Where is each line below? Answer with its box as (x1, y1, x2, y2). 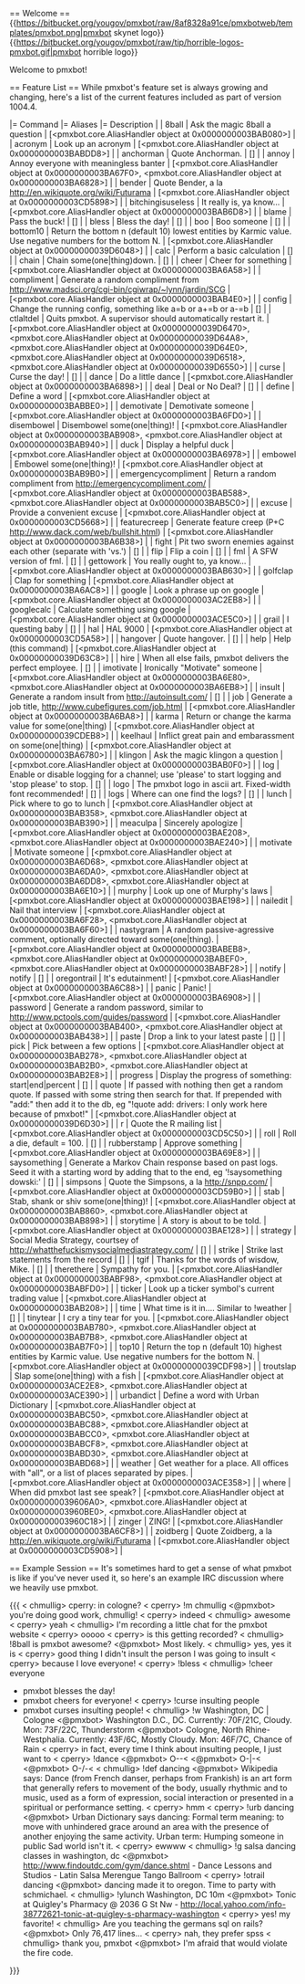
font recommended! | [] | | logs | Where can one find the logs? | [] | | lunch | (9, 789, 293, 799)
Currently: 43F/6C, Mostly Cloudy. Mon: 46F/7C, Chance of (68, 1734, 293, 1745)
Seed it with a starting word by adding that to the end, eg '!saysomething (9, 1167, 282, 1177)
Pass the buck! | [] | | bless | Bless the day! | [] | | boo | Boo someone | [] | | (9, 216, 291, 226)
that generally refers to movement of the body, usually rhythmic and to (22, 1782, 289, 1793)
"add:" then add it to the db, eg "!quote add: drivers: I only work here (9, 1099, 268, 1109)
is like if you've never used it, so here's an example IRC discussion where (9, 1572, 284, 1583)
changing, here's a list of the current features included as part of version (9, 91, 282, 102)
